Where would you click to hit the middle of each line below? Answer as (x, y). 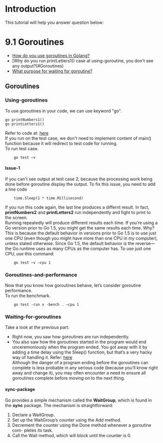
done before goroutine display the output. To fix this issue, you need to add (80, 184)
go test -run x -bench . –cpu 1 (46, 305)
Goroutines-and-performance (41, 275)
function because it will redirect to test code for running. (61, 143)
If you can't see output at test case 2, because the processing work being (79, 179)
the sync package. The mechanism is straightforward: (59, 405)
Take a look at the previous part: (37, 327)
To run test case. (22, 148)
